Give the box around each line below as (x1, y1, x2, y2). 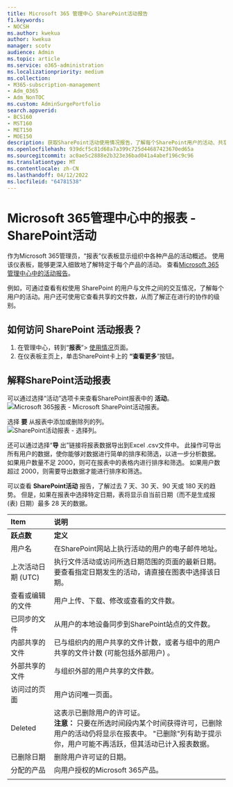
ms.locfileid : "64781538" (7, 178, 82, 185)
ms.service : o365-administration (7, 62, 104, 69)
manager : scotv (7, 42, 51, 49)
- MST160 (7, 119, 33, 127)
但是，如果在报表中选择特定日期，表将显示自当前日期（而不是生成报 (20, 490, 216, 499)
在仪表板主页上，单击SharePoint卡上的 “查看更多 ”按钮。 (17, 352, 178, 361)
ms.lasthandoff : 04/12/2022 (7, 172, 89, 179)
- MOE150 (7, 133, 33, 140)
